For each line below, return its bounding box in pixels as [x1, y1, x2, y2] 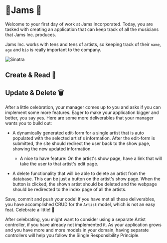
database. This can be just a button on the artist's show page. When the [12, 176, 161, 182]
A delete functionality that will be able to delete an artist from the [12, 170, 146, 176]
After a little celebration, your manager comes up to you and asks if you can [5, 104, 161, 110]
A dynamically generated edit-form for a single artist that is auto [12, 130, 144, 136]
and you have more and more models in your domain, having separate [5, 227, 149, 233]
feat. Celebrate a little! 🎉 [5, 207, 55, 213]
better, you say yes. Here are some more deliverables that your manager [5, 115, 154, 121]
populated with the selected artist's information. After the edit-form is [12, 135, 156, 141]
